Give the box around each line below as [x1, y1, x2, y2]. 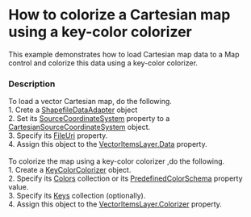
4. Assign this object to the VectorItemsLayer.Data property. [8, 140, 207, 149]
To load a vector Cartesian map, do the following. [8, 97, 172, 106]
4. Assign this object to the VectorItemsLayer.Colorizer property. [8, 199, 222, 209]
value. [8, 182, 29, 192]
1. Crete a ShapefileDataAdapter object [8, 105, 138, 115]
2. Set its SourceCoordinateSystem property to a [8, 114, 170, 123]
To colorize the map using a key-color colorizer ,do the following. [8, 156, 225, 166]
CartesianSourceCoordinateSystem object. [8, 123, 151, 132]
